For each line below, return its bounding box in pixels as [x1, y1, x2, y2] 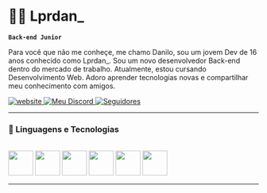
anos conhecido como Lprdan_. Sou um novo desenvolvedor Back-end [8, 56, 241, 65]
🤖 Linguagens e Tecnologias [8, 123, 119, 134]
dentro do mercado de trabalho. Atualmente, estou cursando [8, 64, 207, 74]
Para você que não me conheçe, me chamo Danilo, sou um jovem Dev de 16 [8, 47, 257, 56]
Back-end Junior [8, 33, 62, 41]
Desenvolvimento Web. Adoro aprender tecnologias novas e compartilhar [8, 72, 249, 82]
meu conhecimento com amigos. [8, 81, 116, 91]
